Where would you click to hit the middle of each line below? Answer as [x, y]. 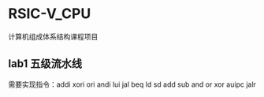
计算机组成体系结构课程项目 [53, 36]
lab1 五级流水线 [45, 64]
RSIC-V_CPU [50, 14]
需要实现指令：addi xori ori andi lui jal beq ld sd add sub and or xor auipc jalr [132, 84]
